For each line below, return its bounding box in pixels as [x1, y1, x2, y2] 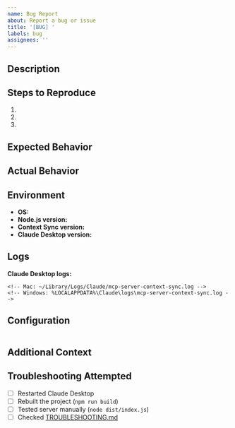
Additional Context [7, 346, 92, 358]
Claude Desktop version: [17, 230, 92, 239]
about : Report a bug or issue [7, 17, 97, 24]
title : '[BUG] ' [7, 23, 55, 30]
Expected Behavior [7, 141, 93, 153]
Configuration [7, 315, 71, 327]
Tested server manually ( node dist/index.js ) [17, 405, 150, 413]
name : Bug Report [7, 10, 59, 18]
